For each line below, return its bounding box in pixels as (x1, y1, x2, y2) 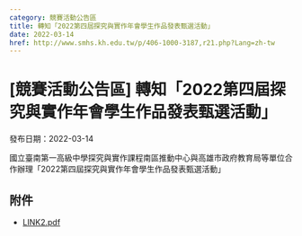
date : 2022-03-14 (9, 30, 75, 39)
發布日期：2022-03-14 (9, 134, 94, 144)
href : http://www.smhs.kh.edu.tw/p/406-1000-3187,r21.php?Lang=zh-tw (9, 38, 276, 48)
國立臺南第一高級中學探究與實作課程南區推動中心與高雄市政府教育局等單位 (9, 153, 285, 163)
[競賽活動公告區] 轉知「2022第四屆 (9, 80, 271, 100)
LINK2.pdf (22, 217, 61, 227)
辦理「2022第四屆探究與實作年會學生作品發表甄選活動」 (16, 163, 226, 175)
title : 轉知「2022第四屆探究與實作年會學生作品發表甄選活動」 (9, 22, 215, 31)
